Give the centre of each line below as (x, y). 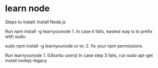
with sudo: (16, 36)
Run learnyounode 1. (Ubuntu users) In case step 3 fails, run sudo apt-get (79, 55)
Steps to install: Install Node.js (35, 22)
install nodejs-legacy (26, 60)
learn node (27, 8)
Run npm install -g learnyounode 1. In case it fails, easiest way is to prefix (79, 31)
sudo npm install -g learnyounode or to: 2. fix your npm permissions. (74, 46)
